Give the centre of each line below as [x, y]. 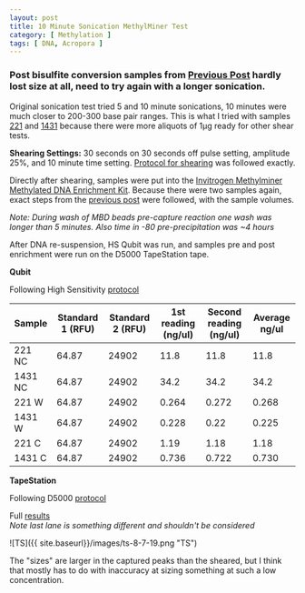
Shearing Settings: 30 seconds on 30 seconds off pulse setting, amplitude [150, 153]
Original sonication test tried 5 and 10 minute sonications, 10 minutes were [148, 106]
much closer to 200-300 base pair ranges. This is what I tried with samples [150, 116]
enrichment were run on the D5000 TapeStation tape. [109, 254]
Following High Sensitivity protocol [74, 289]
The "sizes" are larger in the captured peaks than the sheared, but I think [146, 560]
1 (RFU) [78, 328]
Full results [30, 516]
